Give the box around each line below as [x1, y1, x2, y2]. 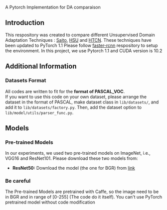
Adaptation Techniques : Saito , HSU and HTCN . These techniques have [5, 37, 152, 43]
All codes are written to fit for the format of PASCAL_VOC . [5, 88, 125, 94]
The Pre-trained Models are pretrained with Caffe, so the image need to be [5, 189, 159, 195]
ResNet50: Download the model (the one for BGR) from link [12, 165, 136, 171]
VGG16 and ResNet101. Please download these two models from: [5, 155, 138, 161]
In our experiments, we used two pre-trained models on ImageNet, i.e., [5, 150, 151, 156]
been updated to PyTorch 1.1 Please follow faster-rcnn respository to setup [5, 42, 158, 48]
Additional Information [5, 62, 77, 71]
